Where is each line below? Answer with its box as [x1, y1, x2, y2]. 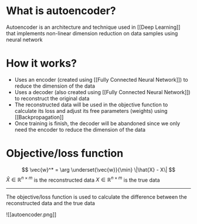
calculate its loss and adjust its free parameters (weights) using [14, 107, 168, 114]
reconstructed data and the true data [6, 200, 96, 207]
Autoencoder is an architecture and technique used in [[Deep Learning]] [6, 24, 181, 31]
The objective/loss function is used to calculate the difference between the [6, 193, 188, 200]
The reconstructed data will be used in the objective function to [14, 101, 168, 108]
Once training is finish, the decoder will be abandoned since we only [14, 119, 181, 127]
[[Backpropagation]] [14, 113, 64, 121]
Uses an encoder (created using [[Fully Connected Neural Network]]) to [14, 76, 189, 83]
